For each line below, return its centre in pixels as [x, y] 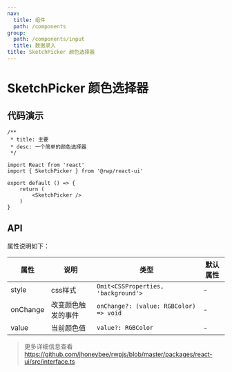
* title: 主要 [29, 139]
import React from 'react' [46, 165]
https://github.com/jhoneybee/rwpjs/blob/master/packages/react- [118, 354]
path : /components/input [49, 39]
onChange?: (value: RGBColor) [146, 306]
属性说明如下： [28, 246]
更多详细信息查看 [48, 346]
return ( [32, 189]
